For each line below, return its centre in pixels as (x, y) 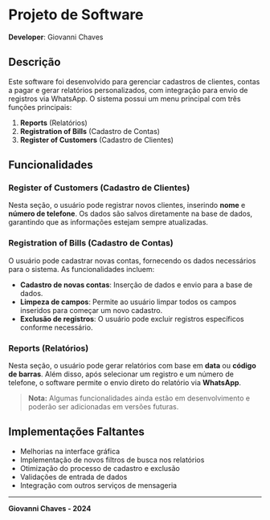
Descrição (35, 62)
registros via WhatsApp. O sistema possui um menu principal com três (125, 99)
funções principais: (40, 107)
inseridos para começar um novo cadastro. (91, 310)
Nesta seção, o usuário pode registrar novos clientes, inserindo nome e (127, 205)
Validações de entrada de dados (74, 477)
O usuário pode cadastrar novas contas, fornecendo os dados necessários (132, 260)
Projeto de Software (76, 15)
